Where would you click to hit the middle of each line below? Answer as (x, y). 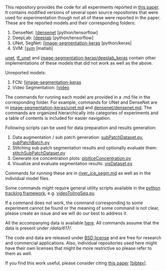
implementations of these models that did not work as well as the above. (79, 63)
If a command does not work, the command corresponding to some (74, 203)
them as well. (19, 253)
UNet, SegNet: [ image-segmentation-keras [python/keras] (72, 43)
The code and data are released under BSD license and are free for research (83, 238)
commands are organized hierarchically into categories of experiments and (82, 113)
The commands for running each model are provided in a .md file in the (78, 97)
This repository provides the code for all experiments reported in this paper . (83, 7)
